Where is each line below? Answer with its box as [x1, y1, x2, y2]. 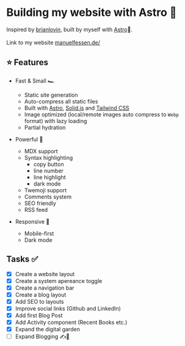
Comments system [24, 193, 72, 200]
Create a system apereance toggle [15, 277, 103, 284]
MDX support [24, 147, 58, 155]
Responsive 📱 [15, 217, 50, 225]
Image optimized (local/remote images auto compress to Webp [24, 110, 179, 118]
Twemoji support [24, 186, 67, 194]
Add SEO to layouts [15, 298, 64, 305]
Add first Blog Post [15, 312, 63, 319]
